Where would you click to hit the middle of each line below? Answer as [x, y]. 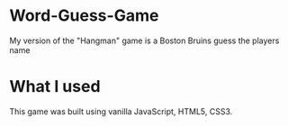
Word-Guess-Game [84, 16]
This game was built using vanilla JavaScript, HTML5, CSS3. [121, 111]
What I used [55, 87]
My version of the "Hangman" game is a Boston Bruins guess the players [144, 40]
